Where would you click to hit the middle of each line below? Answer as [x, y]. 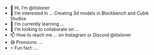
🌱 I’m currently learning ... [37, 24]
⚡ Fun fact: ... [24, 48]
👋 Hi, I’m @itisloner [30, 8]
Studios [18, 18]
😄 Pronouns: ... [26, 42]
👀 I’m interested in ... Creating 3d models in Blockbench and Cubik [79, 13]
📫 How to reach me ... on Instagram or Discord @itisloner [70, 35]
